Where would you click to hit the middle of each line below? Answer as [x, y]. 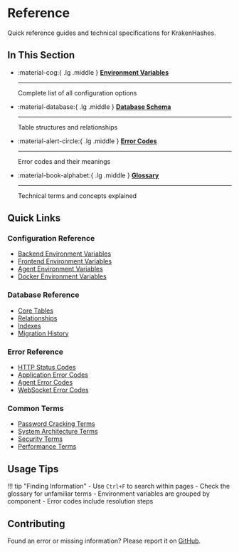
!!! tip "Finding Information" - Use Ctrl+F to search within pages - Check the [119, 486]
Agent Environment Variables [60, 269]
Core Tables [35, 311]
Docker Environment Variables [62, 276]
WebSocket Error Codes [53, 390]
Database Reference [43, 295]
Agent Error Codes [45, 382]
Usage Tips [33, 469]
